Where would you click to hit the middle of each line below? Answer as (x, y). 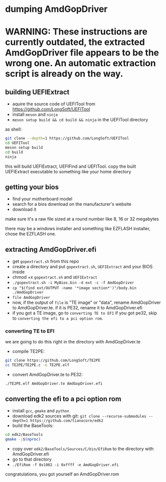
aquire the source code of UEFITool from (54, 104)
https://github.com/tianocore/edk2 (67, 421)
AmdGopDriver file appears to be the (82, 53)
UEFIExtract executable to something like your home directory (68, 171)
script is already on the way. (64, 74)
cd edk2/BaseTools (24, 435)
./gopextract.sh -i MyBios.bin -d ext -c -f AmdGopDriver (73, 283)
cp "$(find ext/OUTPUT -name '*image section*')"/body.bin (74, 288)
